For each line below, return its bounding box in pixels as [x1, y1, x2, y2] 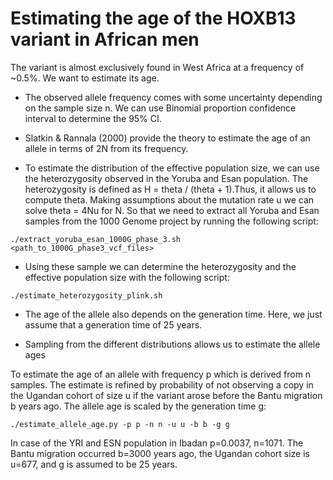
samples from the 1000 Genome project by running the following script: [24, 215, 319, 227]
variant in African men [10, 28, 200, 51]
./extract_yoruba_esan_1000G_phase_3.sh [10, 234, 182, 244]
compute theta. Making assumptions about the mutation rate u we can [24, 193, 315, 206]
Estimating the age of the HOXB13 [10, 7, 297, 30]
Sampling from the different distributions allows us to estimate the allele [24, 338, 321, 350]
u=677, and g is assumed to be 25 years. [10, 458, 178, 470]
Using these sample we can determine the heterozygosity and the [24, 260, 297, 272]
